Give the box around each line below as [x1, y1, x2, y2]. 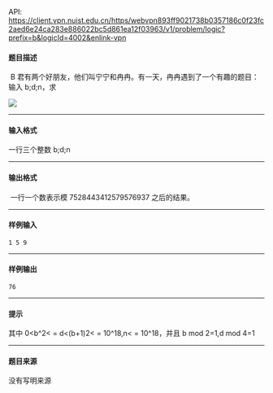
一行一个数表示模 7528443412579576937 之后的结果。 [10, 192, 195, 202]
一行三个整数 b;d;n [8, 145, 71, 155]
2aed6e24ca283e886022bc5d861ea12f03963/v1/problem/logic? [8, 24, 226, 33]
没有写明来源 [8, 376, 51, 386]
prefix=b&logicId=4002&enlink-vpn [8, 33, 127, 42]
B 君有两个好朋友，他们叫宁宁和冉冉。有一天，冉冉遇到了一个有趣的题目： [10, 72, 260, 82]
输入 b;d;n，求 [8, 82, 57, 92]
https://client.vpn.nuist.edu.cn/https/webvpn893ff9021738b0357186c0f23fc [8, 15, 265, 25]
